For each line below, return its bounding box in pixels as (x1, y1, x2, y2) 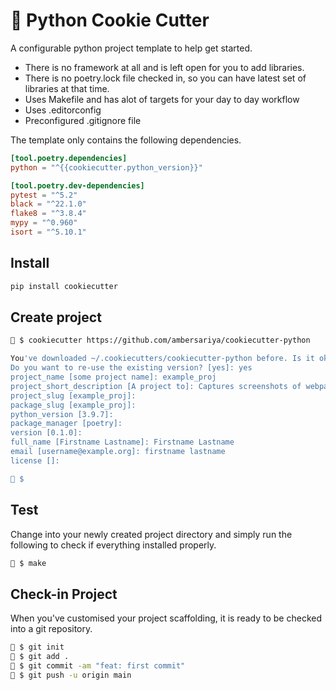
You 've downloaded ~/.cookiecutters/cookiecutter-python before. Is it (10, 354, 315, 364)
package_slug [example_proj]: (10, 400, 137, 410)
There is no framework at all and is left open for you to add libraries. (24, 61, 305, 73)
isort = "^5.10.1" (10, 227, 87, 238)
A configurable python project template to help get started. (10, 42, 253, 54)
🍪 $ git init (10, 642, 65, 653)
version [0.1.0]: (10, 428, 83, 438)
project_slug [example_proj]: (10, 390, 137, 401)
